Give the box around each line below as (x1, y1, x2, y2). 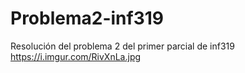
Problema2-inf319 (10, 7, 164, 30)
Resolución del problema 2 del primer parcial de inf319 (10, 40, 235, 52)
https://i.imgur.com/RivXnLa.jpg (10, 50, 142, 62)
